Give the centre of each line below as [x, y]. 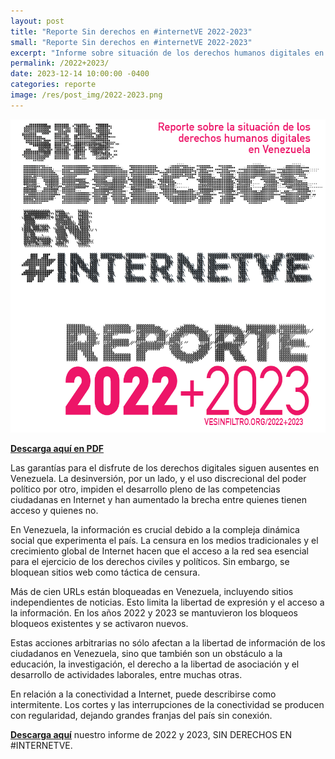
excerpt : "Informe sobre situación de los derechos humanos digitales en [167, 53]
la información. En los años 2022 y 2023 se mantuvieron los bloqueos [154, 612]
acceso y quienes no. [54, 510]
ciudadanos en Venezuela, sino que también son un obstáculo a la [146, 653]
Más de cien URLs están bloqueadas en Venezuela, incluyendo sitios [152, 591]
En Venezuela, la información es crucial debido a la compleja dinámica [155, 529]
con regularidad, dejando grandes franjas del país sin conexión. [141, 715]
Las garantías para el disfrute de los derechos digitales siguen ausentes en [165, 467]
